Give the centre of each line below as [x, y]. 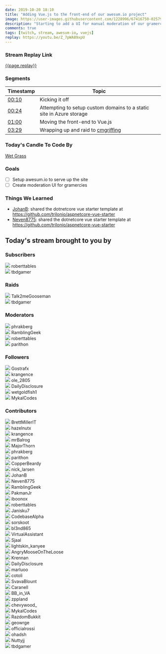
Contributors [21, 411]
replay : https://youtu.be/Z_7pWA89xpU [45, 38]
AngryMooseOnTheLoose [37, 552]
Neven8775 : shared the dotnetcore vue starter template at [71, 219]
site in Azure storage [64, 114]
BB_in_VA [21, 593]
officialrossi [23, 629]
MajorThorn [23, 446]
